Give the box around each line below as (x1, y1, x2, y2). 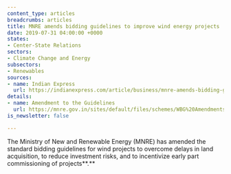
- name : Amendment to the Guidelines (7, 100, 115, 107)
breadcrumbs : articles (7, 17, 72, 23)
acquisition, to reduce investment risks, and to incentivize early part (7, 152, 199, 160)
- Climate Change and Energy (7, 55, 91, 62)
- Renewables (7, 67, 45, 74)
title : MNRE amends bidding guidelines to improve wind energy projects (7, 23, 220, 30)
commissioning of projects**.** (7, 159, 96, 167)
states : (7, 36, 30, 43)
